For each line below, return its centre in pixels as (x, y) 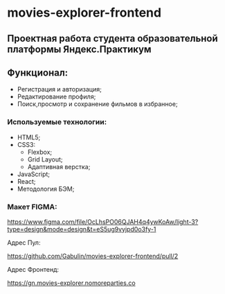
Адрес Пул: (24, 242)
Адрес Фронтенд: (33, 269)
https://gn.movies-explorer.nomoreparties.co (72, 283)
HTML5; (29, 137)
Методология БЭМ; (46, 189)
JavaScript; (34, 174)
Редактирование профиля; (56, 97)
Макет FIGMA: (32, 207)
